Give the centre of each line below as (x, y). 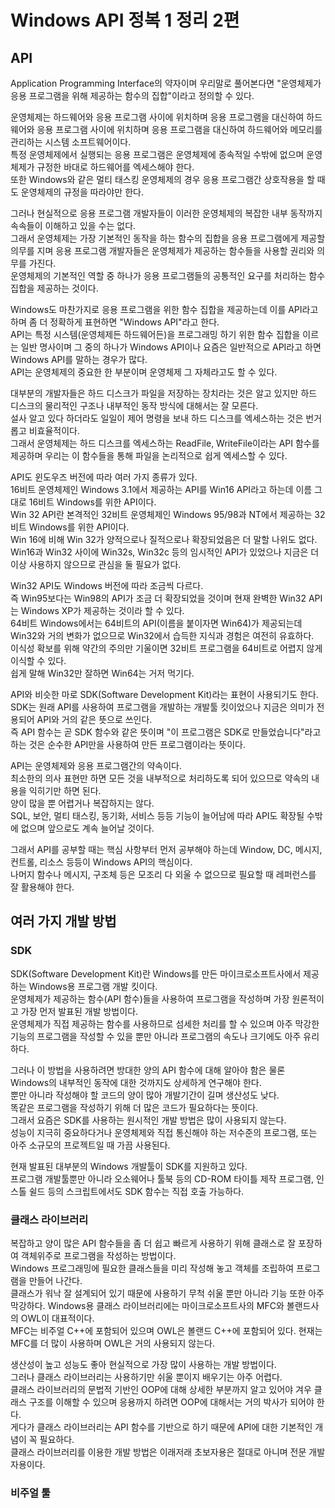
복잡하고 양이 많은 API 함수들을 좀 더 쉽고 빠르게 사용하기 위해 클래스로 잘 (153, 1243)
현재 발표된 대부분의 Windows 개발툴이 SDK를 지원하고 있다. (129, 1166)
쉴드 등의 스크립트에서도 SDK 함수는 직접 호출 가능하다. (136, 1191)
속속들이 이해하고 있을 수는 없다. (73, 225)
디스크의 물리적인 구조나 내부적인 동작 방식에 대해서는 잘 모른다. (134, 405)
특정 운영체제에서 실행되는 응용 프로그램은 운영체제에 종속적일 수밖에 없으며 (157, 154)
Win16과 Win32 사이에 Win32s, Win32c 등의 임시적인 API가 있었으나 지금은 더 (165, 552)
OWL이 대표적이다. (57, 1318)
